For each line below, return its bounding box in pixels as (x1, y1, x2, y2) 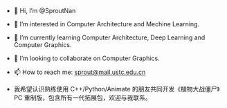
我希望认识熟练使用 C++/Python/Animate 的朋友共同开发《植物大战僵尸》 (13, 85, 220, 93)
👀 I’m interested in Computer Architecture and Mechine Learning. (13, 20, 199, 28)
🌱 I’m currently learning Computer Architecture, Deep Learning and (13, 33, 206, 42)
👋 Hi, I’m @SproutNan (13, 7, 76, 15)
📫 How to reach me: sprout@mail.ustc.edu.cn (13, 68, 146, 76)
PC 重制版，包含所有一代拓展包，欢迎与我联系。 (13, 93, 152, 102)
